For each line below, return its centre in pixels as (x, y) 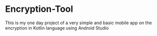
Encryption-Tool (39, 9)
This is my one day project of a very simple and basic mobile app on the (78, 23)
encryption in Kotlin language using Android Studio (57, 28)
